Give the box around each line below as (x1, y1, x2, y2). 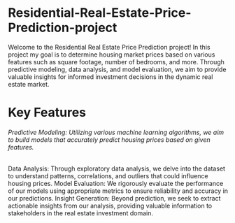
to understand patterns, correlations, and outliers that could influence (8, 172, 208, 180)
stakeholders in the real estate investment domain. (8, 209, 153, 217)
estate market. (8, 80, 50, 88)
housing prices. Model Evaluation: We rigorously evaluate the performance (8, 180, 224, 188)
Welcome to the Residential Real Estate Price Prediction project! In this (8, 43, 211, 51)
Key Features (8, 105, 87, 120)
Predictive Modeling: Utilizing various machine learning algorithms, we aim (8, 128, 225, 136)
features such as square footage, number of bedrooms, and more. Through (8, 57, 225, 66)
